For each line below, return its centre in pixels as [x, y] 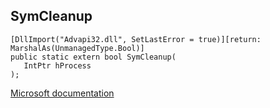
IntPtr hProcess [57, 65]
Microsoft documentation [62, 93]
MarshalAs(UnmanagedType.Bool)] [77, 48]
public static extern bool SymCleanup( [93, 57]
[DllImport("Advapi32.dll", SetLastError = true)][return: [136, 39]
